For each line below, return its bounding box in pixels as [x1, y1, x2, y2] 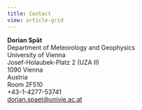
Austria [7, 72, 28, 81]
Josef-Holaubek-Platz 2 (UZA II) [7, 58, 100, 66]
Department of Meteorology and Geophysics [7, 43, 136, 52]
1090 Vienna [7, 65, 43, 74]
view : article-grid [7, 17, 64, 24]
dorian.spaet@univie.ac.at [7, 95, 82, 103]
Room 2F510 [7, 80, 43, 88]
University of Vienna [7, 50, 66, 59]
